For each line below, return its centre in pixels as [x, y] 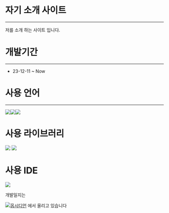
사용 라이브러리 [35, 133]
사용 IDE [22, 170]
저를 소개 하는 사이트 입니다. [33, 30]
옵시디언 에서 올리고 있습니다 [38, 205]
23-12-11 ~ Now [29, 71]
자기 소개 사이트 [36, 10]
